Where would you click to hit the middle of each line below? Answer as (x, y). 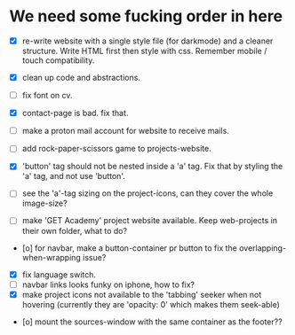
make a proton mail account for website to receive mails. (125, 131)
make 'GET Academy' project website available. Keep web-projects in (150, 221)
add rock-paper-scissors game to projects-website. (116, 149)
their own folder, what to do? (74, 230)
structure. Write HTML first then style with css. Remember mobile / (144, 51)
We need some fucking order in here (146, 16)
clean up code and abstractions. (81, 78)
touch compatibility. (58, 60)
